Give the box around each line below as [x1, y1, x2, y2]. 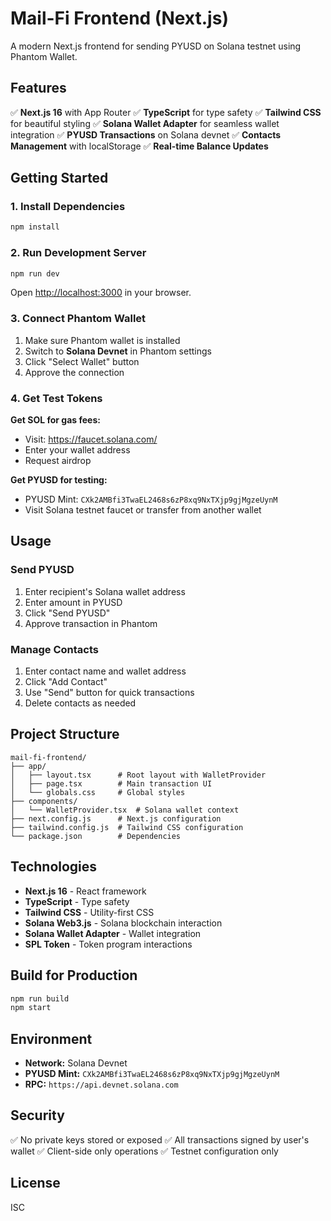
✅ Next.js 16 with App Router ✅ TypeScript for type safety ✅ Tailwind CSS [10, 106, 322, 118]
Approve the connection [24, 366, 125, 378]
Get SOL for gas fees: [10, 414, 101, 426]
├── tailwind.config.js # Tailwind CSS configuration [10, 822, 244, 832]
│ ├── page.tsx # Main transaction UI [10, 778, 213, 789]
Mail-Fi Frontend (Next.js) [10, 7, 229, 30]
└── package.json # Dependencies [10, 831, 182, 841]
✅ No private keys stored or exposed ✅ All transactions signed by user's [10, 1133, 310, 1146]
